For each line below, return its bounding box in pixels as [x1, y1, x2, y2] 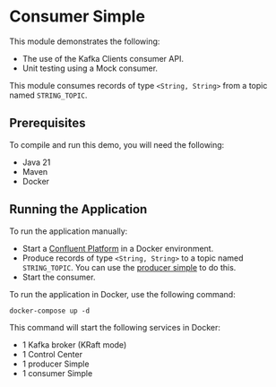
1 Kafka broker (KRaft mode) [22, 339, 127, 350]
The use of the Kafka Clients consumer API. [22, 53, 184, 64]
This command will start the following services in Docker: [9, 322, 221, 332]
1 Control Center [22, 348, 83, 359]
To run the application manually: [9, 226, 128, 236]
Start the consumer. [22, 271, 96, 282]
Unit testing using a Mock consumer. [22, 63, 159, 73]
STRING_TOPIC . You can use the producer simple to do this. [22, 262, 237, 272]
